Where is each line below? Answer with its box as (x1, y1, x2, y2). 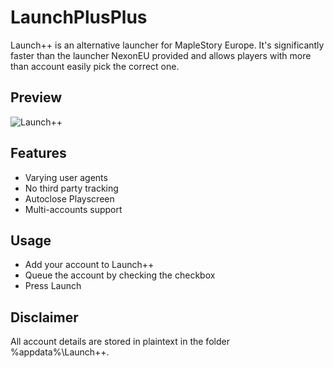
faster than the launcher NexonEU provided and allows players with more (10, 49, 312, 61)
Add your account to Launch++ (24, 259, 155, 271)
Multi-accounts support (24, 203, 123, 215)
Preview (10, 89, 63, 106)
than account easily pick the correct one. (10, 60, 180, 72)
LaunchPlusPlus (10, 6, 148, 29)
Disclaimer (10, 309, 79, 326)
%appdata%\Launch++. (10, 346, 110, 358)
